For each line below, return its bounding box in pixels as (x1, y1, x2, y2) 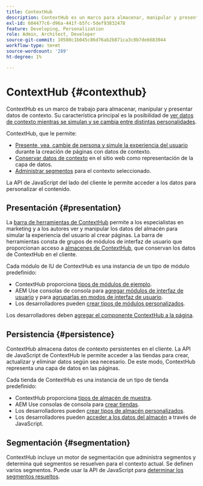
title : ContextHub (6, 8, 53, 15)
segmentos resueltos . (6, 473, 60, 480)
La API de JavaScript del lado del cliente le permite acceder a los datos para (6, 179, 196, 186)
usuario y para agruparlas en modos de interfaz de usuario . (14, 294, 163, 301)
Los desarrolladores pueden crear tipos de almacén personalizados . (14, 407, 185, 415)
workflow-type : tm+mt (6, 43, 61, 49)
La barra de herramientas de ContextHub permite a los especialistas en (6, 219, 184, 226)
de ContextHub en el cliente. (6, 251, 77, 258)
